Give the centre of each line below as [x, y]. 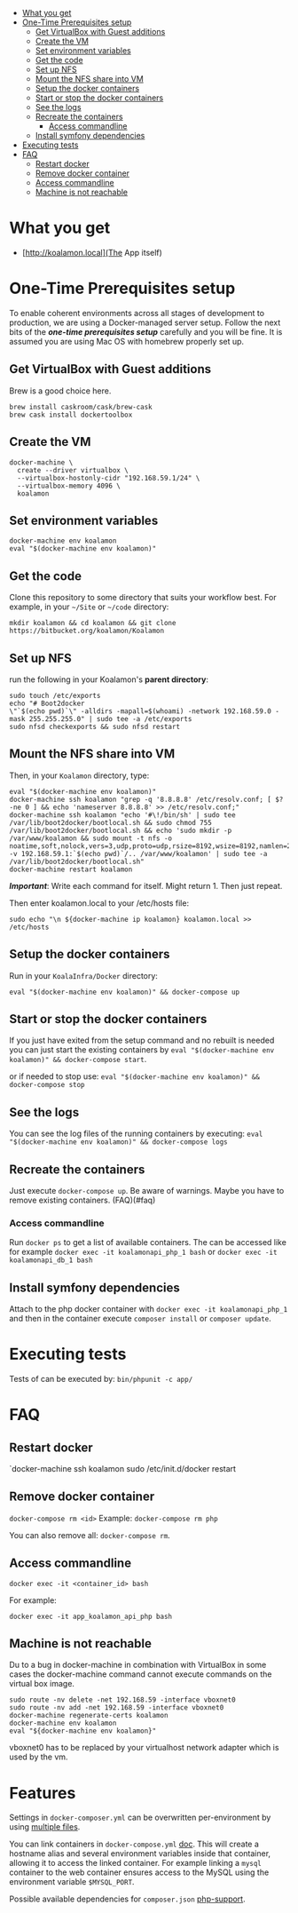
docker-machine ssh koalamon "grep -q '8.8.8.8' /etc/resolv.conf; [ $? [146, 799]
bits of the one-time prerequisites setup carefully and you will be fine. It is [146, 331]
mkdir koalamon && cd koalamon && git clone [93, 623]
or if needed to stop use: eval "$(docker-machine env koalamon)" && [134, 1076]
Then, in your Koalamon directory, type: [79, 775]
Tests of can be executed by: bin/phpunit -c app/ [101, 1379]
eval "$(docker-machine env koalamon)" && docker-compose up [125, 992]
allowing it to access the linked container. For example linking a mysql [135, 1863]
